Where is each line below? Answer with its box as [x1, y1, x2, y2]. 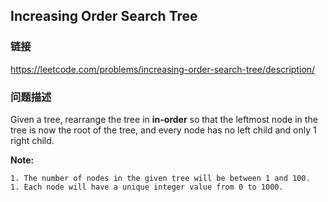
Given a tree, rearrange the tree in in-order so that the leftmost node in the [10, 113, 318, 125]
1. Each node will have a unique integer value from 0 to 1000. [10, 182, 284, 192]
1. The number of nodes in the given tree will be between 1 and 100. [10, 173, 311, 183]
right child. [10, 134, 55, 146]
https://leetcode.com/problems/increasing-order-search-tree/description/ [10, 63, 316, 75]
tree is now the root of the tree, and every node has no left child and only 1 [10, 124, 317, 136]
